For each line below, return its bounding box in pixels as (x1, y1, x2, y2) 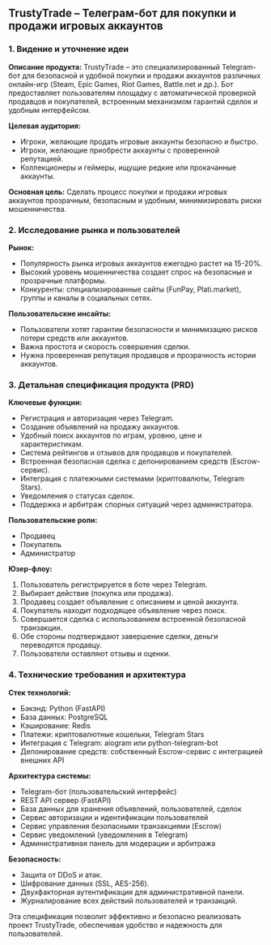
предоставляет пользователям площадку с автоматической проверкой (8, 88, 256, 97)
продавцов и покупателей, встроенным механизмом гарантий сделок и (8, 97, 258, 106)
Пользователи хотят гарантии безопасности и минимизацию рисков (19, 324, 258, 334)
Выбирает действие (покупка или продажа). (19, 589, 174, 598)
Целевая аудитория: (8, 121, 81, 131)
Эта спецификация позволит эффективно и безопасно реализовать (8, 911, 241, 921)
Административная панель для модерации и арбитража (19, 838, 216, 848)
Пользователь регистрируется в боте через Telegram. (19, 580, 208, 589)
